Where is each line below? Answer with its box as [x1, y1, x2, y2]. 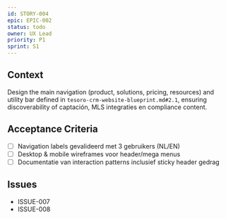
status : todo [7, 23, 46, 30]
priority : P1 [7, 37, 46, 44]
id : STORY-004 [7, 10, 49, 18]
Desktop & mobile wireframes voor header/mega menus [17, 149, 181, 158]
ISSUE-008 [17, 205, 51, 213]
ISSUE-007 [17, 197, 51, 206]
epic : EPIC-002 [7, 17, 52, 24]
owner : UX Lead [7, 30, 52, 37]
